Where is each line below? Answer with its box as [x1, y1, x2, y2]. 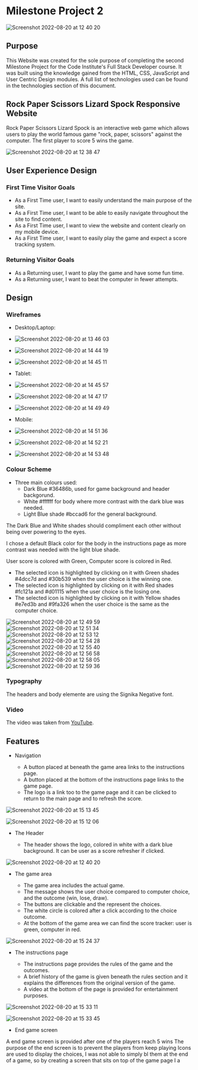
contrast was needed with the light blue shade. [6, 546, 121, 553]
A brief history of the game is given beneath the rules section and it [23, 973, 188, 980]
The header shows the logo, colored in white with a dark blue [23, 841, 173, 848]
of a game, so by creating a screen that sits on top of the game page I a [6, 1056, 180, 1063]
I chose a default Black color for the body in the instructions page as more [6, 539, 187, 547]
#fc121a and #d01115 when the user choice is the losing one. [14, 588, 161, 595]
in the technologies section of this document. [6, 82, 116, 89]
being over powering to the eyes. [6, 528, 87, 535]
